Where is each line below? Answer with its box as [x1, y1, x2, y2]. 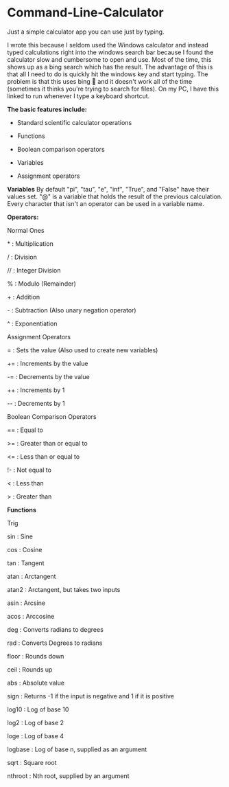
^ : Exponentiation [7, 319, 58, 328]
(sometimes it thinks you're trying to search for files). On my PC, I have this [7, 84, 219, 93]
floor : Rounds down [7, 652, 64, 660]
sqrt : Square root [7, 758, 57, 766]
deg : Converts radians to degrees [7, 625, 104, 633]
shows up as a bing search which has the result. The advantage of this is [7, 62, 213, 71]
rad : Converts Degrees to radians [7, 639, 103, 647]
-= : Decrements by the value [7, 372, 91, 380]
